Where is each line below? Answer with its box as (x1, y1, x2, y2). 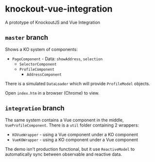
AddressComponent (26, 72, 62, 77)
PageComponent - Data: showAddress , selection (12, 56, 103, 62)
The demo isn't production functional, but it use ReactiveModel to (5, 146, 135, 152)
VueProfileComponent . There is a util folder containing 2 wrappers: (5, 122, 139, 128)
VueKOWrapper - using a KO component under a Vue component (12, 137, 138, 143)
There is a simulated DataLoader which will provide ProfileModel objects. (5, 81, 151, 86)
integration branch (5, 104, 65, 113)
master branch (5, 33, 49, 42)
